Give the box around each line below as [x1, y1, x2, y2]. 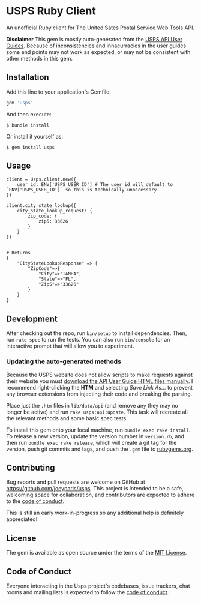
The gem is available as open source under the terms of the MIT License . [6, 549, 187, 556]
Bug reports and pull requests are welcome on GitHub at [6, 478, 146, 486]
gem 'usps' [6, 100, 34, 106]
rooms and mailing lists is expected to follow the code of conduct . [6, 588, 169, 595]
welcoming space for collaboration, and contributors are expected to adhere [6, 491, 195, 499]
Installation [6, 72, 49, 82]
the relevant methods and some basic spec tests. [6, 414, 128, 421]
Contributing [6, 462, 55, 472]
